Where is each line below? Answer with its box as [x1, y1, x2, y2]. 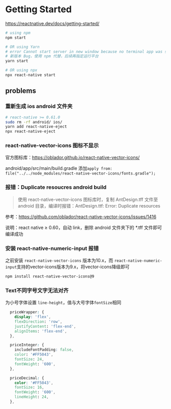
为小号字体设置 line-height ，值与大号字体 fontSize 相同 [5, 299, 121, 305]
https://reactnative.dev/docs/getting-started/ [5, 20, 100, 27]
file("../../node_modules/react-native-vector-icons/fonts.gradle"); [5, 171, 156, 176]
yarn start [5, 59, 28, 64]
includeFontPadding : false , [14, 347, 74, 352]
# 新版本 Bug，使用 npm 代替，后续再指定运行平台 [5, 54, 99, 59]
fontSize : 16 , [14, 385, 44, 390]
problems [5, 87, 37, 95]
